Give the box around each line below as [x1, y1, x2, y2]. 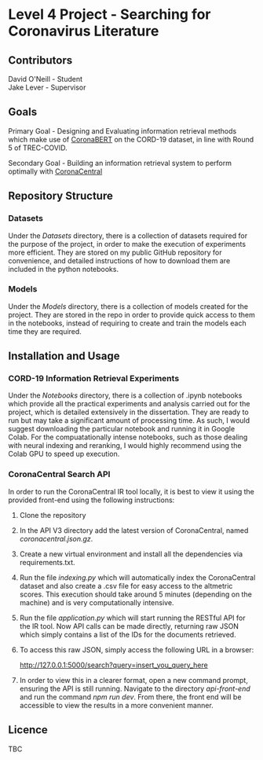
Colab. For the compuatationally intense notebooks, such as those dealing [8, 432, 248, 442]
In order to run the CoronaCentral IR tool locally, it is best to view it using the [8, 486, 255, 496]
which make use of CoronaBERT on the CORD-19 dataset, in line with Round [8, 134, 254, 144]
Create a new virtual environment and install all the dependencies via [19, 549, 243, 559]
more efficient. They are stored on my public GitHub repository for [8, 248, 222, 257]
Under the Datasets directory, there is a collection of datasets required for [8, 230, 248, 240]
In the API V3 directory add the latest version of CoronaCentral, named [19, 525, 249, 535]
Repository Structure [8, 189, 114, 203]
